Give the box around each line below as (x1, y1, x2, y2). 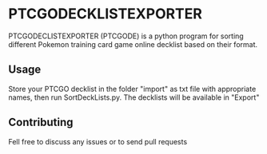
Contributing (8, 116, 74, 129)
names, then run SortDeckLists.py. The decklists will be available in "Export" (8, 93, 260, 102)
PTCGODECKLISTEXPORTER (8, 5, 202, 23)
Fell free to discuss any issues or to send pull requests (8, 136, 188, 146)
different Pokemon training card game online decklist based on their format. (8, 39, 258, 49)
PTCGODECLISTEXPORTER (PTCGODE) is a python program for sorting (8, 31, 244, 41)
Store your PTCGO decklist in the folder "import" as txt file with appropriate (8, 84, 257, 93)
